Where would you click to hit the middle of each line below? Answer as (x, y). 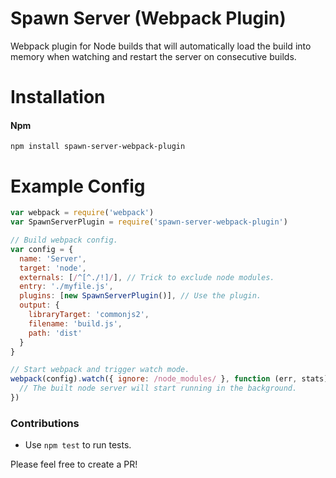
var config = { (42, 249)
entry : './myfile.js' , (66, 287)
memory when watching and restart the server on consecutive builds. (153, 56)
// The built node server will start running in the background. (158, 388)
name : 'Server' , (53, 258)
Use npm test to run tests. (78, 445)
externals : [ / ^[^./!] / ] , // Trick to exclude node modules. (147, 277)
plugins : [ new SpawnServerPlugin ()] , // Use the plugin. (140, 296)
